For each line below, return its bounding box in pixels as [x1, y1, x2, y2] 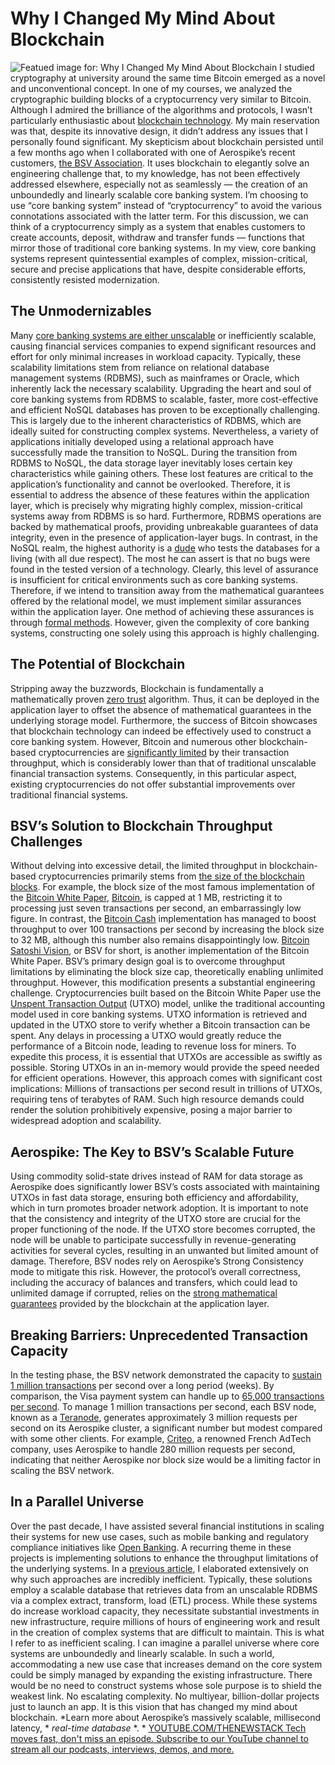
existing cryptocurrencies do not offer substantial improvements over [10, 778, 296, 790]
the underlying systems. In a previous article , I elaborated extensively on [10, 1562, 309, 1574]
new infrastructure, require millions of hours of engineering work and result [10, 1615, 321, 1627]
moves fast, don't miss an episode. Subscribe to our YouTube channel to [10, 1732, 309, 1744]
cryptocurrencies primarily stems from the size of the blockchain [38, 870, 305, 882]
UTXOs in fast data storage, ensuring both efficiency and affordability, [10, 1192, 299, 1204]
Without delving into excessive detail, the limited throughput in [10, 860, 268, 872]
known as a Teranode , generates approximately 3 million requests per [10, 1412, 298, 1423]
